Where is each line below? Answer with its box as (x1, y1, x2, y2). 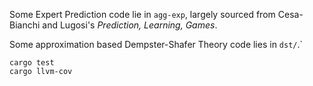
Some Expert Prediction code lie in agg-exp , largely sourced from (9, 9, 276, 20)
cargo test (9, 58, 55, 68)
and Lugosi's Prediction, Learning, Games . (42, 19, 218, 31)
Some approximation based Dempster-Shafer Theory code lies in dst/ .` (9, 39, 304, 50)
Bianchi (9, 19, 41, 31)
